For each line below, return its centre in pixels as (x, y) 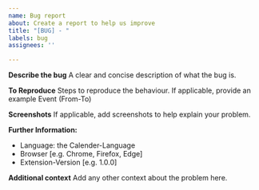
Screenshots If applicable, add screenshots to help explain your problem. (129, 115)
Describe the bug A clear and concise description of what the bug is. (122, 75)
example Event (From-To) (50, 99)
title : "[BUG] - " (39, 30)
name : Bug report (37, 16)
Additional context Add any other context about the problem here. (118, 178)
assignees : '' (32, 46)
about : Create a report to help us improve (82, 23)
